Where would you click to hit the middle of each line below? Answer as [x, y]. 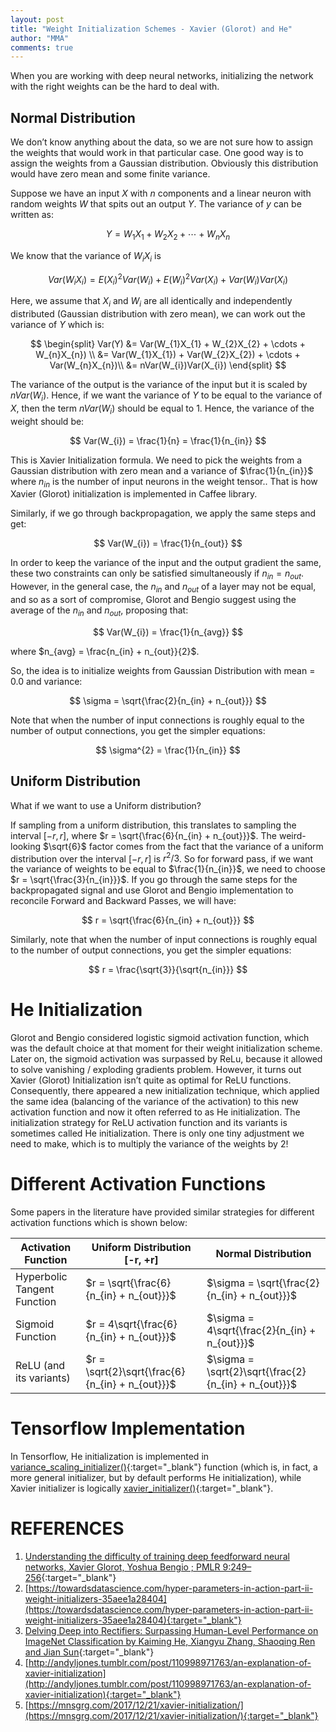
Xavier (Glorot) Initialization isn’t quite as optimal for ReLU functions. [151, 1080]
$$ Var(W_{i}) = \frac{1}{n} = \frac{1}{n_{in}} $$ [168, 440]
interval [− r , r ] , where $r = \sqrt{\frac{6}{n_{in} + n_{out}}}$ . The [143, 835]
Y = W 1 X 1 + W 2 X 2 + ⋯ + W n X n [168, 235]
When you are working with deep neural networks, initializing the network [162, 76]
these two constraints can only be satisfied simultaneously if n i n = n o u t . [157, 574]
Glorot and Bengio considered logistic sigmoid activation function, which [160, 1038]
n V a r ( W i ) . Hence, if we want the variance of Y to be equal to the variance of [166, 396]
